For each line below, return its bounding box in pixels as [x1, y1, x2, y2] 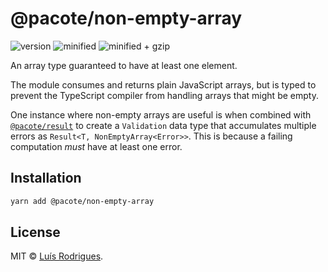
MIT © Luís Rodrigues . [10, 250, 104, 262]
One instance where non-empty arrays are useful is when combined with [10, 108, 312, 121]
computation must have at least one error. [10, 140, 183, 152]
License [10, 224, 61, 241]
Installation [10, 170, 82, 187]
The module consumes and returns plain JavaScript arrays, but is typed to [10, 78, 317, 91]
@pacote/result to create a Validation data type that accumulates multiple [10, 119, 317, 131]
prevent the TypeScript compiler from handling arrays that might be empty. [10, 89, 319, 101]
